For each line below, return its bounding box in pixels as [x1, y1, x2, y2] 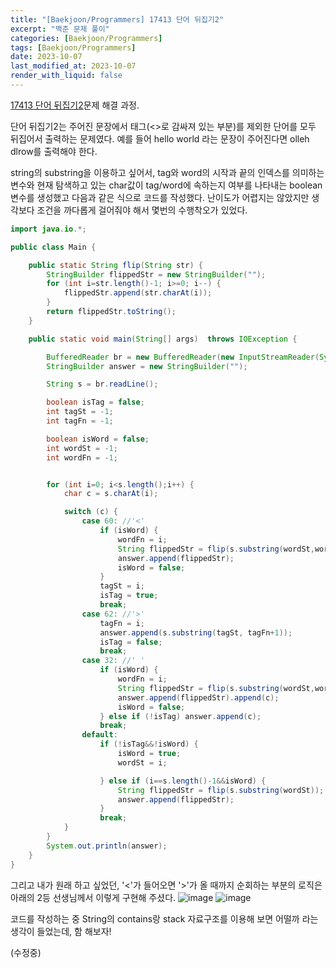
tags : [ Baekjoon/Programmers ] [10, 42, 137, 53]
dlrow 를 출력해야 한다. [10, 145, 98, 157]
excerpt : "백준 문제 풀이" [10, 24, 110, 34]
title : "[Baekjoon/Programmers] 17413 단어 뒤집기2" [10, 14, 225, 25]
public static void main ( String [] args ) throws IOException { [28, 334, 298, 344]
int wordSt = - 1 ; [46, 443, 118, 453]
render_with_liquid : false [10, 71, 123, 81]
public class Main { [10, 242, 97, 252]
